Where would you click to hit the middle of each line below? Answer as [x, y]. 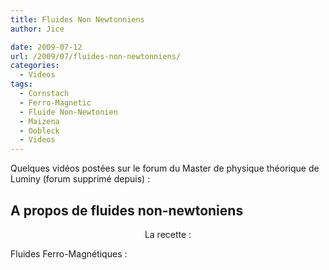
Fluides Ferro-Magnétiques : [69, 253]
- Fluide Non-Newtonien [68, 112]
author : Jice [37, 29]
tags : [21, 84]
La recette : [168, 234]
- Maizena [39, 121]
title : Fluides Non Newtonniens [77, 19]
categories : [35, 66]
